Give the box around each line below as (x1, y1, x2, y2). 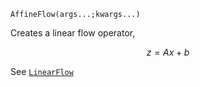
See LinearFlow (10, 66, 74, 77)
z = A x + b (146, 46, 190, 58)
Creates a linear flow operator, (10, 27, 136, 39)
